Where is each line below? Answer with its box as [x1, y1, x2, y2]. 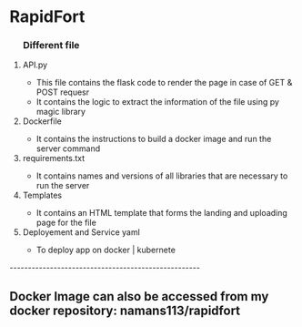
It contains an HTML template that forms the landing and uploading [35, 208, 288, 219]
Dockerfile [22, 116, 62, 127]
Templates [22, 189, 62, 201]
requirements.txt [22, 153, 86, 164]
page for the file [35, 217, 97, 229]
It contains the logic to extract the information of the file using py [35, 97, 280, 107]
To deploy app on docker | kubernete [35, 244, 176, 256]
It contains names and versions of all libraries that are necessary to [35, 170, 288, 181]
